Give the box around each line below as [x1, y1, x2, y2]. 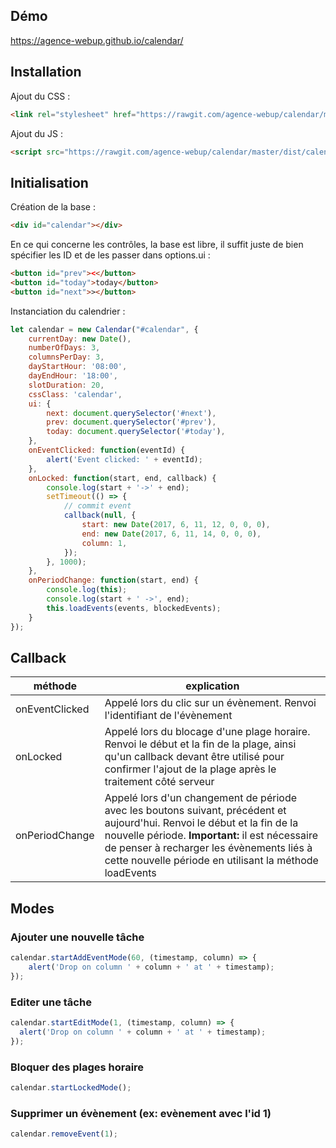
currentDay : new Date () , [28, 334, 132, 344]
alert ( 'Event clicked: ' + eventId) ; [46, 454, 203, 464]
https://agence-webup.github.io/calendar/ [10, 34, 184, 46]
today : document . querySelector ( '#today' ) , [46, 427, 226, 437]
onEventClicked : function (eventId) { [28, 445, 186, 456]
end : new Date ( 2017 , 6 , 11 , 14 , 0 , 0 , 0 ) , [81, 529, 262, 539]
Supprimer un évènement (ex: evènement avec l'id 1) [10, 1106, 272, 1120]
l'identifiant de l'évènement [104, 709, 233, 723]
